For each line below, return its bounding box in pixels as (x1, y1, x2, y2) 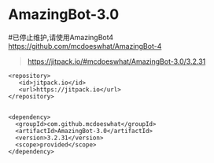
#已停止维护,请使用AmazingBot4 (8, 32, 114, 42)
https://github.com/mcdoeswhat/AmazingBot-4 (8, 41, 162, 50)
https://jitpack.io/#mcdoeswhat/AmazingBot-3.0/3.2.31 (27, 57, 206, 66)
